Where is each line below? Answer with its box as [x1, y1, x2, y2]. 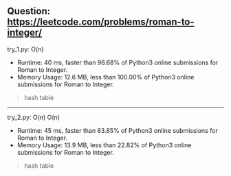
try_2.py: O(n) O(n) [7, 113, 60, 121]
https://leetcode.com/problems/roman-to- [7, 16, 195, 28]
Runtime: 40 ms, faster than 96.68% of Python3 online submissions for [16, 58, 219, 66]
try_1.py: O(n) [7, 45, 44, 53]
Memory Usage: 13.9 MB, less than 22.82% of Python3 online [16, 140, 192, 149]
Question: [7, 5, 51, 17]
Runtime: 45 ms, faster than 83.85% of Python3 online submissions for [16, 126, 218, 134]
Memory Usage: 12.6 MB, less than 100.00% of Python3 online [16, 73, 195, 81]
